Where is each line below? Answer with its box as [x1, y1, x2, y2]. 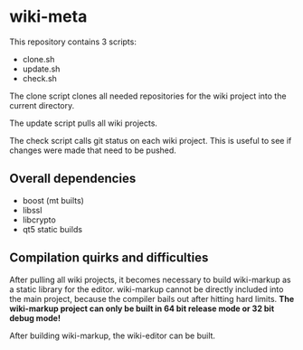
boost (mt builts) [22, 194, 84, 205]
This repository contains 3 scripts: [9, 36, 137, 47]
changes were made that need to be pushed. [9, 145, 176, 156]
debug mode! [9, 312, 62, 323]
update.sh [22, 63, 61, 74]
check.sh [22, 72, 57, 83]
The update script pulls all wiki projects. [9, 118, 158, 128]
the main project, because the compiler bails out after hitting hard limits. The [9, 293, 295, 304]
